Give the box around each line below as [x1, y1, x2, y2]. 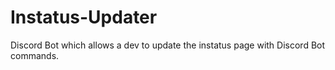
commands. [10, 49, 60, 61]
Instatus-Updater [10, 6, 158, 29]
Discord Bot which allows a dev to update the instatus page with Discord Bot [10, 39, 326, 51]
